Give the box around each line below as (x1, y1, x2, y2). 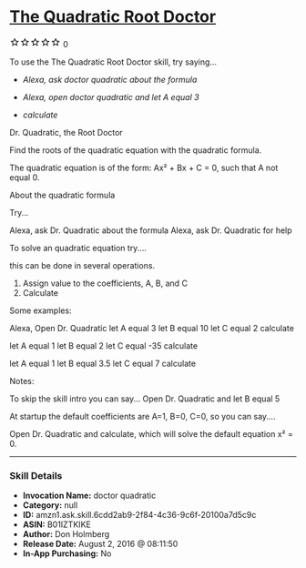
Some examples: (9, 305, 72, 316)
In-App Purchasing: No (22, 548, 112, 559)
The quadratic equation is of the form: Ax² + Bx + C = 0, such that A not (9, 162, 279, 173)
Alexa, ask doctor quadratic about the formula (22, 74, 198, 85)
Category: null (22, 500, 78, 511)
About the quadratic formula (9, 189, 116, 200)
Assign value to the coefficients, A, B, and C (22, 278, 189, 289)
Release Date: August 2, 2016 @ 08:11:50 (22, 539, 178, 550)
